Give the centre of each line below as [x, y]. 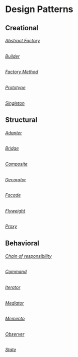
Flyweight [15, 210]
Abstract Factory [22, 41]
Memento [15, 319]
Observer [15, 334]
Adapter [14, 132]
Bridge [12, 148]
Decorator [16, 179]
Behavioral [22, 243]
